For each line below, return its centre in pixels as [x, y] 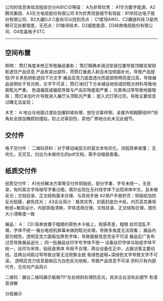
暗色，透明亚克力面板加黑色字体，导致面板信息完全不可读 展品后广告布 [84, 236]
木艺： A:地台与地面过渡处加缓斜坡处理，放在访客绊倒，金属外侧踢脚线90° [79, 112]
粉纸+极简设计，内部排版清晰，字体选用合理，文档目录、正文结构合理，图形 [81, 208]
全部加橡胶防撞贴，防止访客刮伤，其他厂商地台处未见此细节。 [75, 118]
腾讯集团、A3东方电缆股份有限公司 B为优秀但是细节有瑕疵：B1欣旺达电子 [78, 13]
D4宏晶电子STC [29, 31]
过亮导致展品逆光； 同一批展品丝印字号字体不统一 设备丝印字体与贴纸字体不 [81, 243]
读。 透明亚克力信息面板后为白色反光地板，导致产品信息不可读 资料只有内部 [81, 261]
